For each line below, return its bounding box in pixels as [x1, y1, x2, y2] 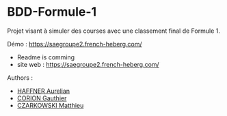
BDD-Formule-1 [7, 4, 97, 20]
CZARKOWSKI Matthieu [16, 101, 84, 109]
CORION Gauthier [16, 93, 67, 102]
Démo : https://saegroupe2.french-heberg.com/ [7, 40, 142, 48]
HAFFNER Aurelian [16, 87, 70, 95]
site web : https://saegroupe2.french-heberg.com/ [16, 60, 159, 68]
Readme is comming [16, 53, 75, 61]
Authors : [7, 73, 33, 82]
